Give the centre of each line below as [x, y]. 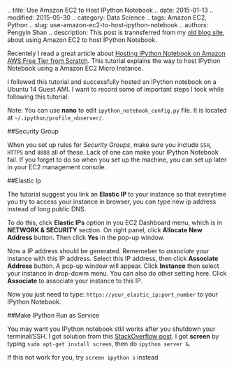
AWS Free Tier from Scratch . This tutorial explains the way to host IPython [114, 61]
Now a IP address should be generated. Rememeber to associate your [108, 251]
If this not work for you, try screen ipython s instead [83, 357]
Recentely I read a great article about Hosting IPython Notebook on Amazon [116, 53]
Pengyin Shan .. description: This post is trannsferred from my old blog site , [116, 32]
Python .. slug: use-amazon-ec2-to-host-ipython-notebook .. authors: [108, 25]
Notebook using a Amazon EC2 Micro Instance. [75, 68]
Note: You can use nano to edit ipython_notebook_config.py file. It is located [117, 110]
